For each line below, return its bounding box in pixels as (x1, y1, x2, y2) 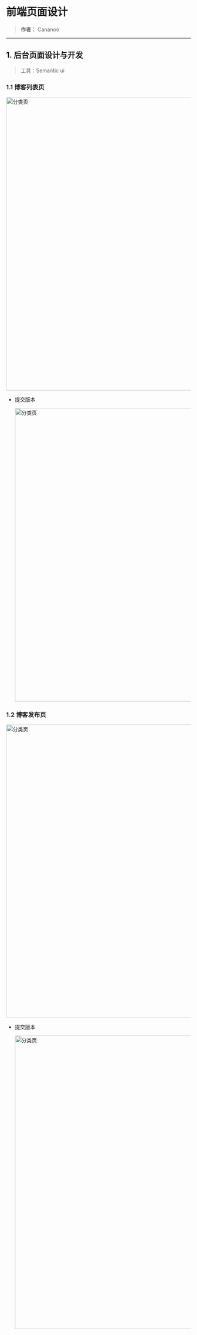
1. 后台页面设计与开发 (6, 50, 83, 60)
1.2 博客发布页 (6, 711, 46, 719)
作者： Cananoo (20, 26, 60, 33)
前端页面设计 (6, 5, 69, 19)
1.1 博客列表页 (6, 83, 45, 91)
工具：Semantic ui (20, 67, 64, 74)
